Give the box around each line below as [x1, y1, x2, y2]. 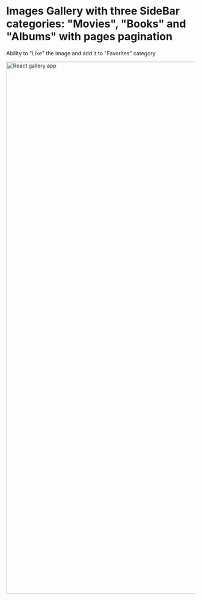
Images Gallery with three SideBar [6, 4, 180, 18]
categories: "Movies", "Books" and [6, 17, 186, 31]
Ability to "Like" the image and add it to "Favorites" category [6, 49, 156, 57]
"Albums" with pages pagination [6, 30, 173, 43]
